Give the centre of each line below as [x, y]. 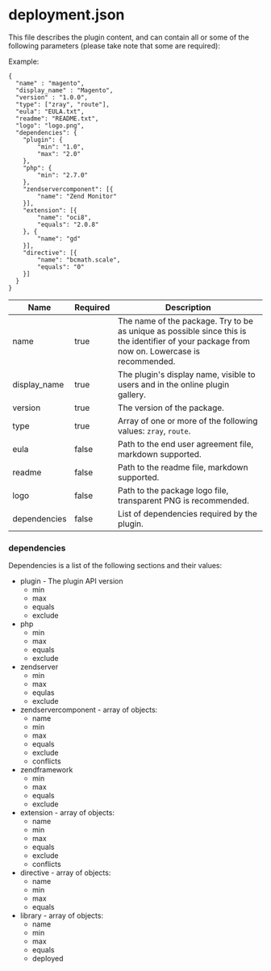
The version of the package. [171, 408]
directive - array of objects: [65, 873]
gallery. [132, 395]
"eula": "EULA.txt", [50, 111]
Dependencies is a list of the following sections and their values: [115, 566]
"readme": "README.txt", [57, 119]
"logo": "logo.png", [50, 126]
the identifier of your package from [184, 341]
